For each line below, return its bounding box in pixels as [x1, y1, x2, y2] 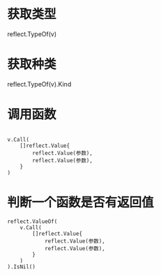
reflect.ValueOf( [7, 217, 58, 225]
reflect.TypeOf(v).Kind [7, 79, 72, 88]
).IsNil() [7, 263, 36, 270]
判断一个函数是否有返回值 [7, 194, 155, 210]
